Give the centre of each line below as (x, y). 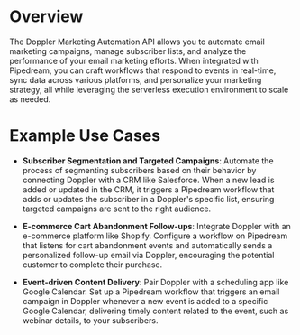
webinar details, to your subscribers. (90, 320)
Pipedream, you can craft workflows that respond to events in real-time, (143, 70)
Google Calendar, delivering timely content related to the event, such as (155, 311)
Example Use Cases (85, 136)
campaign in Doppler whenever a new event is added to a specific (145, 301)
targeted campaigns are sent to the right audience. (117, 209)
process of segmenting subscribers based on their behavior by (139, 170)
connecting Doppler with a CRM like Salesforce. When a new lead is (148, 180)
